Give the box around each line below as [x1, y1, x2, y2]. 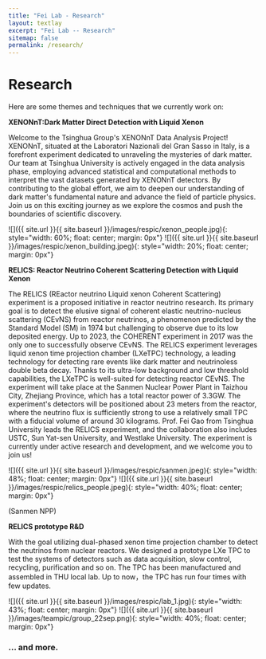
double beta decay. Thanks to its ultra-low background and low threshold [8, 366, 249, 375]
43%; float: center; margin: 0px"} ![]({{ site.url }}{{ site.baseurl [8, 605, 213, 614]
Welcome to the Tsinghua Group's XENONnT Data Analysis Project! [8, 133, 229, 143]
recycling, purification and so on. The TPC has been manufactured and [8, 563, 241, 572]
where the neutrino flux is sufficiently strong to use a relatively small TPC [8, 408, 248, 418]
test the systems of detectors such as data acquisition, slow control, [8, 555, 233, 564]
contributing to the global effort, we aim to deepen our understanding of [8, 184, 244, 194]
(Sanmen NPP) [8, 507, 57, 516]
